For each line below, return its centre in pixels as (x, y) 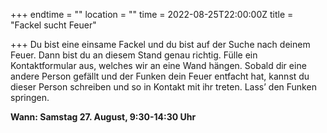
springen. (30, 97)
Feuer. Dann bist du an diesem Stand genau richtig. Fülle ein (134, 55)
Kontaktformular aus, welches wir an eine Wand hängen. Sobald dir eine (158, 65)
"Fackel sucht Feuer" (53, 25)
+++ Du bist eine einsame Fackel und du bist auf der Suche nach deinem (160, 44)
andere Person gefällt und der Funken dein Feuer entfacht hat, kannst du (160, 76)
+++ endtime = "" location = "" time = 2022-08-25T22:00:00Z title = (152, 14)
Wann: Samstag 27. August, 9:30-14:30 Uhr (103, 117)
